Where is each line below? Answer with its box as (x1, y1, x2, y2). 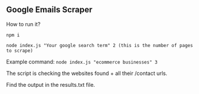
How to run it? (6, 20, 41, 27)
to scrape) (6, 48, 33, 54)
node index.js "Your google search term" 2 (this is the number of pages (6, 42, 194, 48)
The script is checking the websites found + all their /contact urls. (6, 70, 168, 77)
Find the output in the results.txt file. (6, 81, 95, 88)
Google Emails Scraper (6, 5, 93, 15)
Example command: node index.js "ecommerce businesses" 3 (6, 58, 158, 65)
